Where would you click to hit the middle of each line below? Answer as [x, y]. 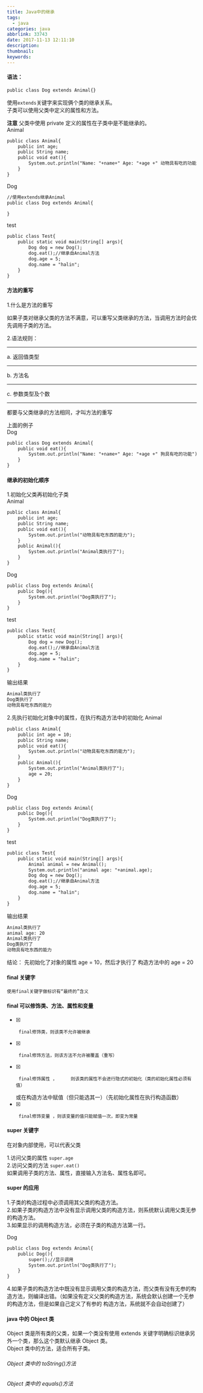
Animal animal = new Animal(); [68, 864]
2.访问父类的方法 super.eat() [43, 1165]
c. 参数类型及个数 [28, 393]
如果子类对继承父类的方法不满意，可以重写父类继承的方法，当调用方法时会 [99, 318]
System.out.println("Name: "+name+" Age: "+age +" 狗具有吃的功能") [113, 454]
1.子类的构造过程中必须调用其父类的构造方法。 [64, 1202]
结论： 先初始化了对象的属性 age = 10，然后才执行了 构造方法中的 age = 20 [100, 962]
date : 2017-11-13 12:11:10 [41, 40]
